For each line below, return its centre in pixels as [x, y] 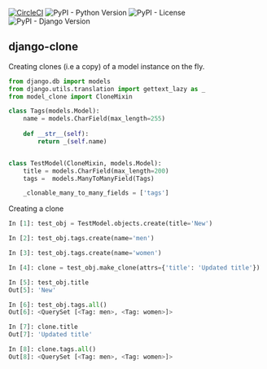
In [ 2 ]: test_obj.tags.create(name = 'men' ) [81, 239]
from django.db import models [60, 81]
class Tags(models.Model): [54, 111]
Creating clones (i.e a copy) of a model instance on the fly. [107, 66]
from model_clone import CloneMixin [70, 97]
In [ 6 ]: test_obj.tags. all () [58, 305]
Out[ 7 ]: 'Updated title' [50, 335]
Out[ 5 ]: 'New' [33, 290]
